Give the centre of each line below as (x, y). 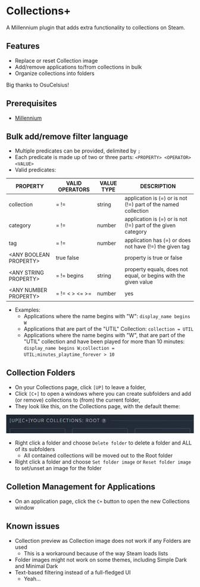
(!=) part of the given (150, 225)
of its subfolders (35, 449)
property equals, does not (157, 269)
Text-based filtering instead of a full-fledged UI (73, 572)
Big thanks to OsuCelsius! (38, 85)
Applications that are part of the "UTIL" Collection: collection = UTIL (109, 328)
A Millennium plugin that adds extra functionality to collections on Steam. (96, 27)
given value (139, 282)
